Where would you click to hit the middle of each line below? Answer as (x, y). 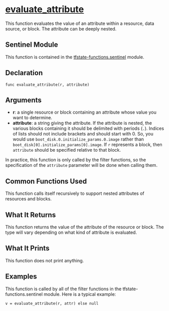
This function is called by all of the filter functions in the (63, 289)
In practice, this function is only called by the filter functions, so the (76, 160)
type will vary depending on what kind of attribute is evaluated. (71, 232)
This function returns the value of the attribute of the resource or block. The (84, 227)
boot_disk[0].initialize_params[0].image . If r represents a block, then (87, 145)
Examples (21, 277)
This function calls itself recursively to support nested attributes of (75, 193)
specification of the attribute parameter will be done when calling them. (81, 165)
